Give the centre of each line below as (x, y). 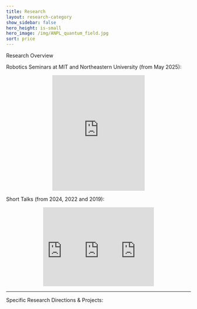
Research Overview (30, 56)
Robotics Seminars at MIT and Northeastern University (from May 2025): (94, 67)
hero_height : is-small (34, 28)
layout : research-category (39, 17)
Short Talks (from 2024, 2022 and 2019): (55, 199)
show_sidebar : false (31, 22)
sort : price (21, 39)
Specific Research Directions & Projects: (55, 300)
